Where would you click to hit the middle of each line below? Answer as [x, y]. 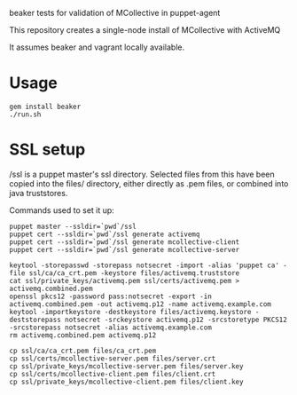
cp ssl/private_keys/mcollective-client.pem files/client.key [126, 382]
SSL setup [47, 150]
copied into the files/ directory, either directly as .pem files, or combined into [149, 183]
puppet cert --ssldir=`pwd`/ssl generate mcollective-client [125, 242]
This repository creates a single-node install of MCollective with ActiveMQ [145, 30]
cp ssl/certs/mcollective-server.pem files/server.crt [113, 359]
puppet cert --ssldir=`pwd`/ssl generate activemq [105, 234]
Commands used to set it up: [62, 210]
